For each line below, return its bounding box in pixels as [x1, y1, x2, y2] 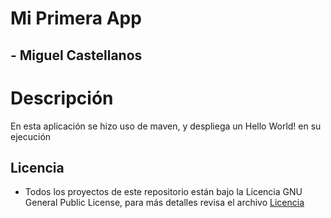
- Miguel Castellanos [10, 47, 143, 64]
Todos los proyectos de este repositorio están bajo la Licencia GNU [24, 186, 303, 198]
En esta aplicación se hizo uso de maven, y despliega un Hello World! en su [10, 120, 322, 132]
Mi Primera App [10, 7, 142, 30]
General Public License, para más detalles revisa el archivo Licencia [24, 197, 305, 209]
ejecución [10, 130, 52, 142]
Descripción [10, 87, 114, 109]
